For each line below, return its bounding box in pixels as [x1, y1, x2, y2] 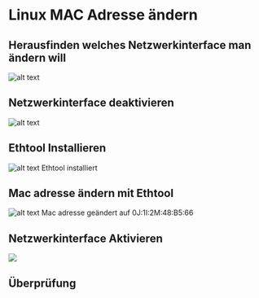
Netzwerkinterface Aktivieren [8, 231, 163, 245]
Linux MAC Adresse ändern [8, 6, 198, 24]
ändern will [8, 50, 67, 64]
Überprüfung [8, 276, 77, 290]
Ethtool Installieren [8, 141, 107, 156]
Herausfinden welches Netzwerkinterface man [8, 38, 252, 52]
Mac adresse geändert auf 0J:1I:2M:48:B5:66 [41, 208, 194, 217]
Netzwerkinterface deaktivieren [8, 96, 175, 110]
